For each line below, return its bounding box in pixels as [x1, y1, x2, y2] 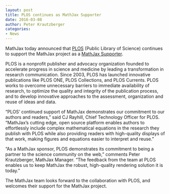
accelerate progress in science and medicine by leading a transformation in [5, 66, 164, 72]
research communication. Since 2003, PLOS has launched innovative [5, 72, 151, 77]
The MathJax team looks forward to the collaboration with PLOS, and [5, 178, 151, 183]
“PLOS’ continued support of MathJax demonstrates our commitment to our [5, 109, 165, 115]
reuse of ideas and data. [5, 99, 57, 105]
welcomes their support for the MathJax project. [5, 183, 107, 189]
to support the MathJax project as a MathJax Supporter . [5, 51, 124, 57]
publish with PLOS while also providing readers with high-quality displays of [5, 131, 165, 136]
